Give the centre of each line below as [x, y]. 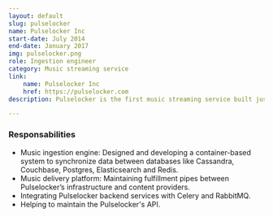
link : [17, 76]
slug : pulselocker [39, 24]
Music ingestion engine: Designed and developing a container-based [136, 152]
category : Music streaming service [69, 69]
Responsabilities [42, 135]
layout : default [36, 16]
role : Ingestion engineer [52, 62]
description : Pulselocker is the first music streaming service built [130, 99]
